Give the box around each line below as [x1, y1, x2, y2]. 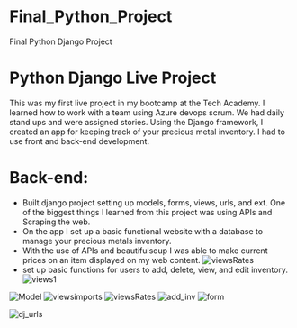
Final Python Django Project [9, 36, 112, 47]
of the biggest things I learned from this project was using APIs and [22, 206, 273, 217]
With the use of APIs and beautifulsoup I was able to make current [22, 245, 268, 256]
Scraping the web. [22, 216, 91, 227]
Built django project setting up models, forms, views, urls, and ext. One [22, 196, 286, 208]
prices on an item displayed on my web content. [22, 254, 201, 265]
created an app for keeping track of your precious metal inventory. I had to [9, 126, 286, 137]
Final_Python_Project [9, 6, 173, 27]
